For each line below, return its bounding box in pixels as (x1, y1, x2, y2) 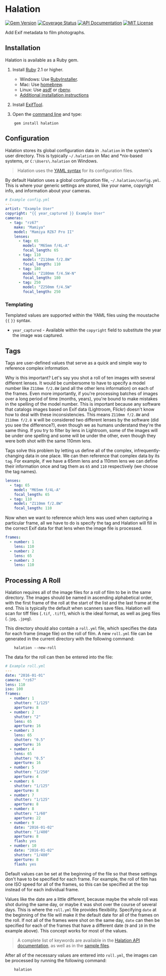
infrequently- (134, 447, 161, 454)
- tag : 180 (18, 266, 41, 271)
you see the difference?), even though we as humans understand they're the (5, 422, 162, 428)
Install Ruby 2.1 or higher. (12, 66, 63, 72)
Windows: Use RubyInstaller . (19, 76, 78, 82)
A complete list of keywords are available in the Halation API (17, 937, 140, 943)
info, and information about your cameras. (5, 187, 91, 194)
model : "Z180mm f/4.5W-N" (23, 271, 77, 276)
